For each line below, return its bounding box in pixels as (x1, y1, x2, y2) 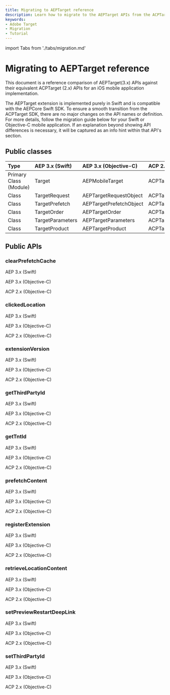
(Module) (8, 183, 30, 191)
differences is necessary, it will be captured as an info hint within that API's (5, 127, 162, 133)
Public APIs (5, 242, 42, 251)
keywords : (5, 17, 26, 22)
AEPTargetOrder (82, 208, 121, 215)
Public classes (5, 147, 52, 156)
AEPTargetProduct (82, 225, 126, 232)
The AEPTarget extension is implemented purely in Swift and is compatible (5, 100, 160, 106)
